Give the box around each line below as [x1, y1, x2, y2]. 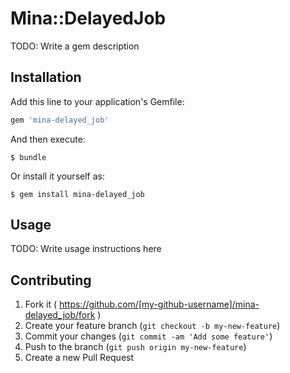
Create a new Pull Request [24, 352, 135, 364]
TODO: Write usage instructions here [10, 243, 162, 255]
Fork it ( [24, 298, 58, 311]
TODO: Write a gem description [10, 40, 140, 52]
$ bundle [10, 152, 47, 162]
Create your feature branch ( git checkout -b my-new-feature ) [24, 320, 281, 332]
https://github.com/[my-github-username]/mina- [58, 298, 260, 311]
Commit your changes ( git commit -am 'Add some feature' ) [24, 330, 273, 342]
